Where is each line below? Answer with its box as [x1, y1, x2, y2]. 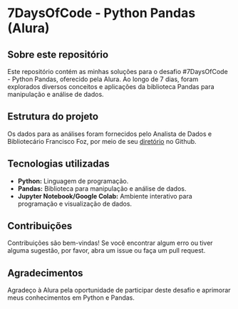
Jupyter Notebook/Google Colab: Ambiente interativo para [17, 192, 192, 200]
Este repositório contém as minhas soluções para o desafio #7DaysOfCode [7, 68, 228, 75]
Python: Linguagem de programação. [17, 177, 129, 185]
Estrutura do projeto [7, 110, 98, 122]
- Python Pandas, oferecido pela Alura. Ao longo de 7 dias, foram [7, 75, 199, 83]
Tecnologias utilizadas [7, 158, 110, 170]
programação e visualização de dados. [17, 199, 133, 208]
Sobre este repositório [7, 48, 109, 61]
